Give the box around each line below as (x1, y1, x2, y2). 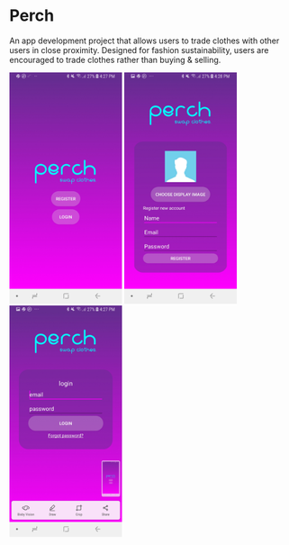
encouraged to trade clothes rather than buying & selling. (9, 54, 221, 65)
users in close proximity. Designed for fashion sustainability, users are (9, 44, 269, 55)
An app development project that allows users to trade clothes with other (9, 35, 280, 46)
